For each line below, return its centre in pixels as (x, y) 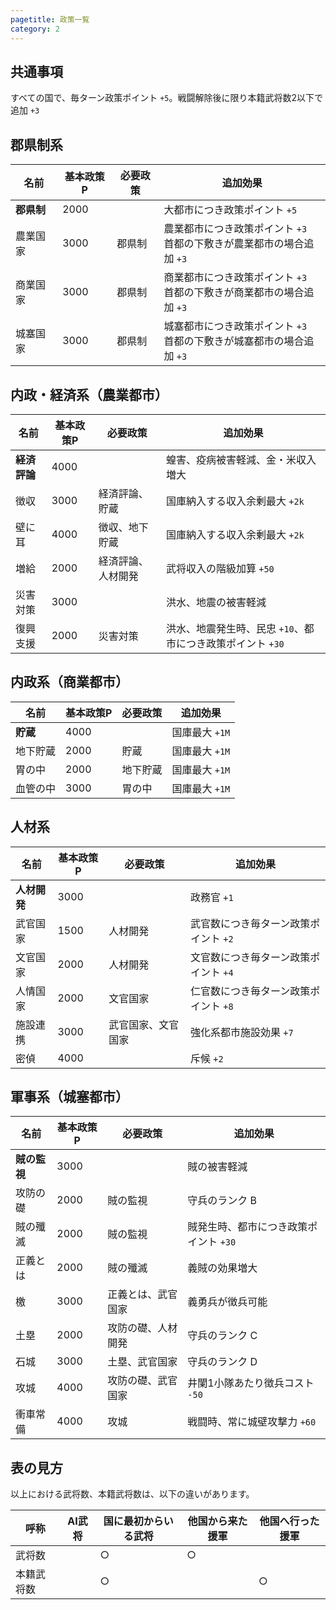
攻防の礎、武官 (142, 1381)
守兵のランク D (222, 1362)
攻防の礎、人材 (142, 1328)
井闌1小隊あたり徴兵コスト (251, 1383)
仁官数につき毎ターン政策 (250, 991)
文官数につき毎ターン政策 (250, 957)
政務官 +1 (211, 897)
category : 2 (35, 29)
